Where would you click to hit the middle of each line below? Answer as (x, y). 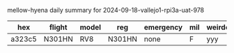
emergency (163, 27)
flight (58, 27)
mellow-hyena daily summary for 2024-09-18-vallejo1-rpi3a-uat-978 (106, 10)
